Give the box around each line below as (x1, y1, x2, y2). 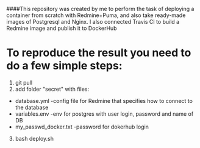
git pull (15, 79, 32, 86)
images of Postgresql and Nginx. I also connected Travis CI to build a (6, 18, 180, 25)
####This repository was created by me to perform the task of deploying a (6, 5, 195, 12)
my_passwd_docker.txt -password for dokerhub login (15, 123, 149, 130)
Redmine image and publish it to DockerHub (6, 24, 117, 32)
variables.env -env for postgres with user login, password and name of (15, 110, 194, 118)
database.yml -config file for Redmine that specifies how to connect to (15, 97, 193, 104)
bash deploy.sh (15, 135, 54, 142)
